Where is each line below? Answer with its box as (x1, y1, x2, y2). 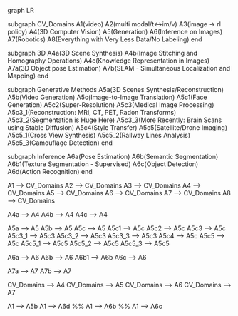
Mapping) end (7, 71, 48, 80)
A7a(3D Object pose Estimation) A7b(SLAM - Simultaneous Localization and (7, 64, 231, 72)
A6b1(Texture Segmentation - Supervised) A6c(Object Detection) (7, 160, 199, 168)
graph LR (7, 6, 34, 14)
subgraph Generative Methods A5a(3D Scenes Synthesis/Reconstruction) (7, 86, 224, 93)
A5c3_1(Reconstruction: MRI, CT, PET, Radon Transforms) (7, 108, 177, 116)
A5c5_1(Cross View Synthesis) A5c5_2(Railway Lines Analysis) (7, 131, 191, 139)
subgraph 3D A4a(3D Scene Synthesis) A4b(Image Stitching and (7, 49, 198, 57)
